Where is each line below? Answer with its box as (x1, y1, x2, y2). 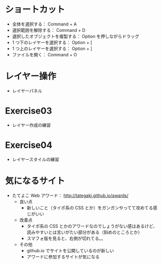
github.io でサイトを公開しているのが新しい (26, 247, 114, 253)
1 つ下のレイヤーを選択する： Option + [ (12, 39, 93, 45)
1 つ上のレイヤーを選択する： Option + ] (12, 46, 93, 51)
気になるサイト (5, 175, 65, 186)
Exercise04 (5, 140, 53, 150)
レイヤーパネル (12, 88, 42, 94)
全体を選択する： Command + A (12, 21, 77, 27)
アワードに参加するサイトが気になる (26, 254, 100, 260)
